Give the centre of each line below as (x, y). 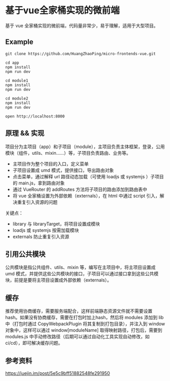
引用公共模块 (25, 254)
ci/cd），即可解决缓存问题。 (34, 343)
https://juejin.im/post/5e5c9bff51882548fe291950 (58, 373)
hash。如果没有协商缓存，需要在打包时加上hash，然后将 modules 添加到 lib (84, 318)
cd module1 (17, 80)
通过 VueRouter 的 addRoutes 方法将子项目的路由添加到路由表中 (80, 189)
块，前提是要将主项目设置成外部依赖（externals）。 (59, 280)
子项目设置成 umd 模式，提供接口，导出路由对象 (63, 170)
